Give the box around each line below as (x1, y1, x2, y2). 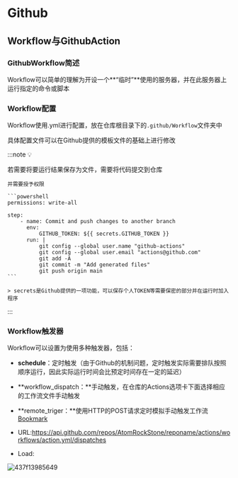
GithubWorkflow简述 (7, 58, 80, 68)
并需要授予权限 (7, 181, 45, 188)
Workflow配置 (7, 103, 57, 113)
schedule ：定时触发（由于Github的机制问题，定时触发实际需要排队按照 (17, 359, 227, 368)
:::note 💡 (7, 150, 33, 159)
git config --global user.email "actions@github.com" (38, 249, 201, 256)
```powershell (7, 193, 50, 200)
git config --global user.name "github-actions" (38, 243, 186, 250)
